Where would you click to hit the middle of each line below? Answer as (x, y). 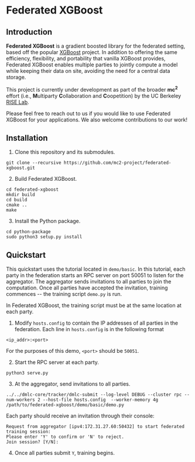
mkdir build (20, 195)
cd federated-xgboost (32, 190)
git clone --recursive (34, 163)
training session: (28, 432)
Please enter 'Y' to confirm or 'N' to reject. (65, 437)
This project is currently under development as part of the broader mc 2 (92, 89)
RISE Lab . (18, 102)
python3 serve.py (27, 373)
